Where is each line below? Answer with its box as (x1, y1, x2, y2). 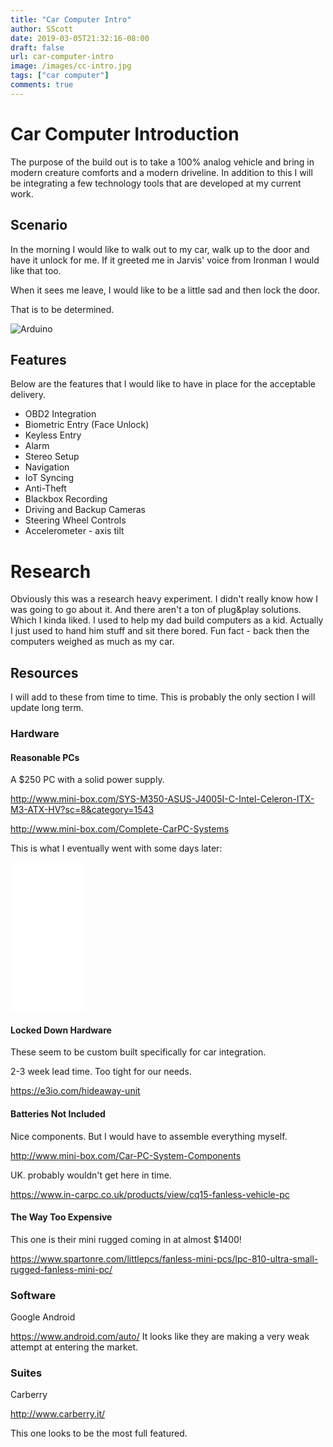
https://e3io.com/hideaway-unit (10, 1085, 141, 1097)
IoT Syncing (24, 472, 75, 484)
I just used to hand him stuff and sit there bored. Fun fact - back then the (10, 625, 310, 637)
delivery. (10, 389, 47, 401)
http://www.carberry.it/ (10, 1408, 106, 1420)
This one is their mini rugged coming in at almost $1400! (10, 1233, 242, 1245)
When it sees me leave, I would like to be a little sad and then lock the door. (10, 284, 321, 296)
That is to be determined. (10, 303, 115, 315)
